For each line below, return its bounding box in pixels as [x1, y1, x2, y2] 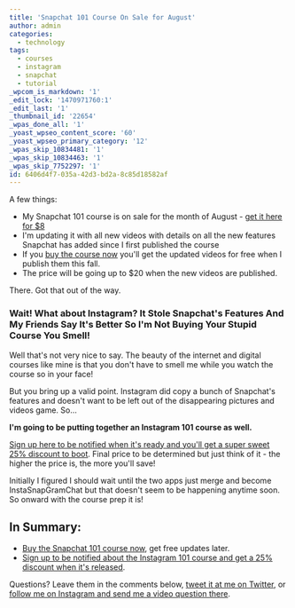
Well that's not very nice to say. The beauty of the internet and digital [9, 350, 261, 360]
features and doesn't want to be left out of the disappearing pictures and [9, 395, 275, 406]
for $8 [21, 221, 45, 232]
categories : [9, 29, 53, 38]
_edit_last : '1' [9, 104, 69, 113]
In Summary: [9, 519, 82, 534]
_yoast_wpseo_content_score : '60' [9, 129, 137, 138]
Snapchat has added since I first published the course [21, 240, 220, 250]
